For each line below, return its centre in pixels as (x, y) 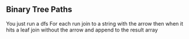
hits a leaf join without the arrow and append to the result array (82, 30)
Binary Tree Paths (39, 10)
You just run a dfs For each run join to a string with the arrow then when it (94, 23)
